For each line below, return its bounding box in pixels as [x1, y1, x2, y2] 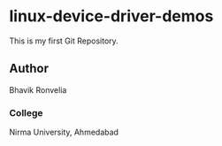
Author [9, 61, 49, 76]
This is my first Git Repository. [9, 35, 119, 46]
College [9, 106, 43, 119]
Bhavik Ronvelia [9, 84, 67, 95]
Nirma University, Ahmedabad [9, 127, 119, 138]
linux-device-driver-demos [9, 6, 214, 27]
